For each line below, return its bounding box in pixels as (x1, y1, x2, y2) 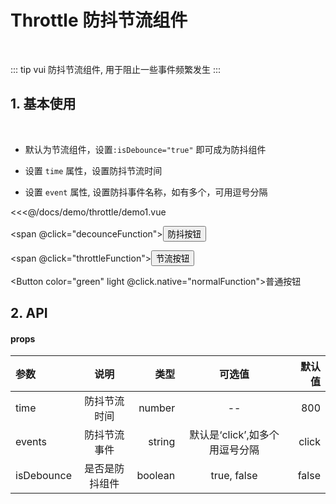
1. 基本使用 (10, 96, 77, 113)
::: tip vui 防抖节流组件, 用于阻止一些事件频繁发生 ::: (10, 63, 221, 75)
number (138, 401, 176, 415)
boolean (136, 469, 176, 483)
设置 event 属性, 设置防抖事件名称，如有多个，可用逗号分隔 (24, 186, 268, 198)
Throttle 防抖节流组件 (10, 9, 188, 32)
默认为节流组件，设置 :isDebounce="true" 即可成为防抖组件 (24, 143, 267, 155)
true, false (210, 469, 258, 483)
